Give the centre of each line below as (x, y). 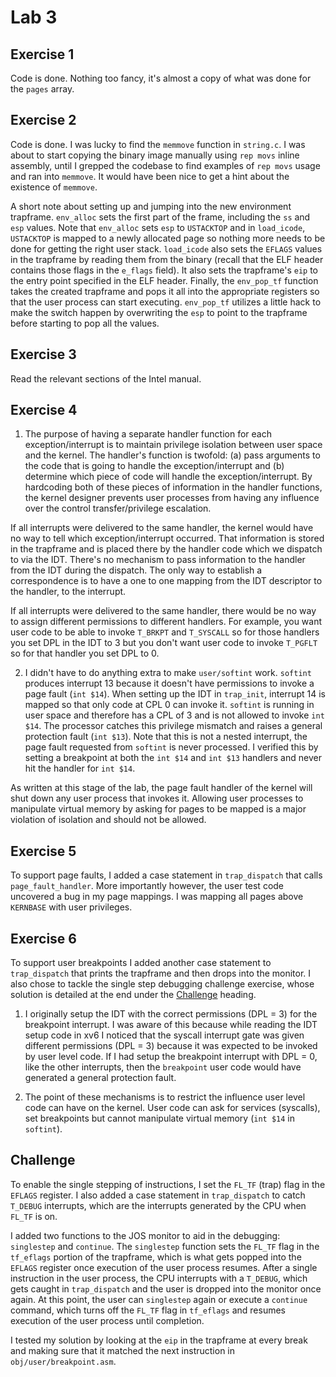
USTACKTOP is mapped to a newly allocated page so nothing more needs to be (168, 238)
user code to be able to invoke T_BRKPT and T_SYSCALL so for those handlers (165, 632)
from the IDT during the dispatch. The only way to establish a (136, 570)
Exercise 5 (43, 851)
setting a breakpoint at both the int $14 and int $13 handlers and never (173, 758)
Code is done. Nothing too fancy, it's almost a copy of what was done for (161, 78)
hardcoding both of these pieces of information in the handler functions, (173, 487)
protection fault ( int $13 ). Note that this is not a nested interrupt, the (166, 737)
